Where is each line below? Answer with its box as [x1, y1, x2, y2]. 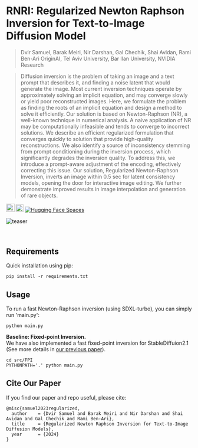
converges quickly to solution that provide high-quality [20, 135, 154, 142]
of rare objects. [20, 192, 58, 199]
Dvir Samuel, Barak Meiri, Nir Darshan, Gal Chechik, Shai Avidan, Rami [20, 48, 192, 55]
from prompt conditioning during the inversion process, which [20, 148, 171, 155]
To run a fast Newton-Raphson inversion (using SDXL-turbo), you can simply [6, 305, 192, 312]
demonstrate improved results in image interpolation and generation [20, 185, 186, 192]
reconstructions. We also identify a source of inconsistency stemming [20, 142, 190, 149]
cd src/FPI [6, 357, 33, 364]
